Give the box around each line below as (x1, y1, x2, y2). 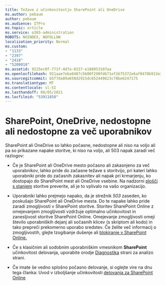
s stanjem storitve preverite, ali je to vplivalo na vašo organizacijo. (12, 183, 147, 189)
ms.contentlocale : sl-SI (5, 85, 56, 90)
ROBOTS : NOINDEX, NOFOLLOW (5, 35, 61, 40)
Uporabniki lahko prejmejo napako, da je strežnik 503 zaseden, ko (12, 193, 147, 199)
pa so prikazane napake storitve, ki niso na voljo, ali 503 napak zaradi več (5, 147, 156, 153)
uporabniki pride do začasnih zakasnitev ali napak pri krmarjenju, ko (12, 173, 151, 179)
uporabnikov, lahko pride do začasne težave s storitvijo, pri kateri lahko (12, 168, 157, 174)
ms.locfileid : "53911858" (5, 94, 58, 99)
